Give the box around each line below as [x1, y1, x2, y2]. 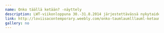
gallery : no [5, 20, 29, 26]
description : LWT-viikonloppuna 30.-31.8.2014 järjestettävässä [5, 12, 139, 16]
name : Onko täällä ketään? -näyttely [5, 7, 82, 12]
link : [5, 16, 16, 21]
